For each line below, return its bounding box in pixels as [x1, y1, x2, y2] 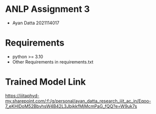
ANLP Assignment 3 [5, 3, 90, 15]
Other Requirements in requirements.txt [12, 58, 93, 65]
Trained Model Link [5, 76, 86, 88]
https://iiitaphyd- [5, 93, 40, 99]
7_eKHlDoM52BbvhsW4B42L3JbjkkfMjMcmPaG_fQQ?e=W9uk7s [5, 103, 138, 109]
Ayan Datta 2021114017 [12, 20, 60, 26]
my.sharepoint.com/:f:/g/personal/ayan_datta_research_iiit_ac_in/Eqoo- [5, 98, 152, 104]
